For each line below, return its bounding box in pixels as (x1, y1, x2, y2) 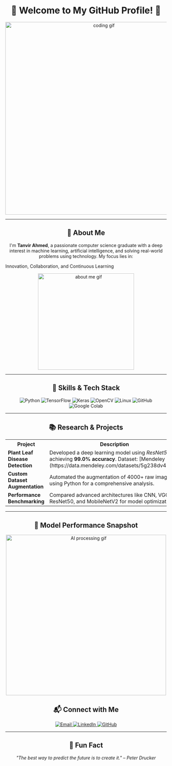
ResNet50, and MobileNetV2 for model (49, 498, 143, 505)
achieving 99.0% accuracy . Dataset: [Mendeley (49, 456, 165, 463)
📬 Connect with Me (53, 705, 119, 714)
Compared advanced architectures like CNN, (49, 492, 157, 499)
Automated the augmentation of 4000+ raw (49, 474, 155, 481)
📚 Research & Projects (49, 423, 123, 432)
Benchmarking (8, 498, 45, 505)
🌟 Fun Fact (69, 741, 103, 750)
